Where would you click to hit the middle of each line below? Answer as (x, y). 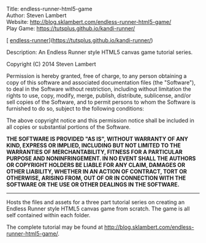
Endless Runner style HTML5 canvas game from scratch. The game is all (98, 209)
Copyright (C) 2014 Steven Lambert (51, 64)
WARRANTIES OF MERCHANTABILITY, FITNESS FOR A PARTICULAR (94, 152)
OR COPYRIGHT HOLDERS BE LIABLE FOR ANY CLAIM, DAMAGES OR (96, 165)
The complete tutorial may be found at (55, 227)
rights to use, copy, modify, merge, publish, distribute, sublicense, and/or (99, 95)
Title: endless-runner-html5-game (49, 9)
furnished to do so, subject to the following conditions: (75, 109)
